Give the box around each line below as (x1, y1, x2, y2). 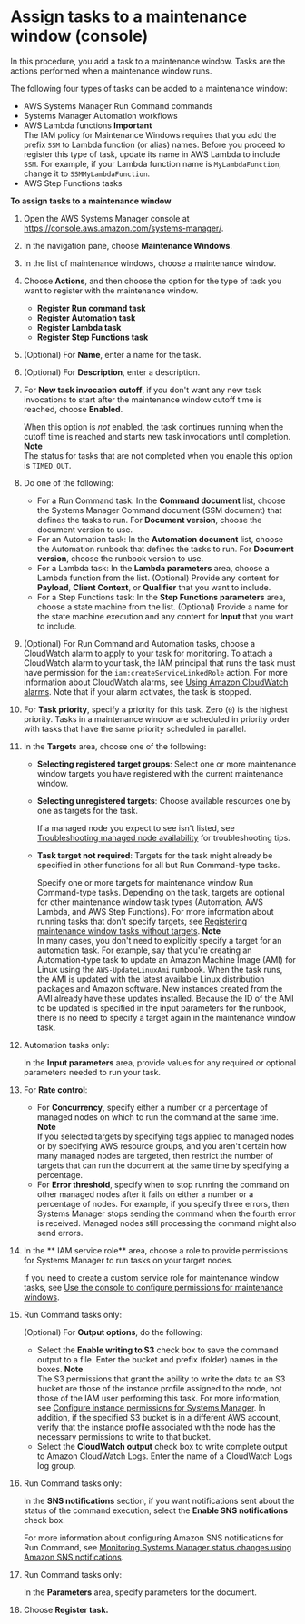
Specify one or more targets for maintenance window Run (36, 876, 253, 887)
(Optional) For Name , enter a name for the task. (23, 349, 202, 360)
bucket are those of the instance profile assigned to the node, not (36, 1382, 282, 1393)
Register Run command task (36, 302, 146, 313)
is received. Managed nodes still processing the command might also (36, 1217, 297, 1228)
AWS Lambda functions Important (23, 120, 152, 131)
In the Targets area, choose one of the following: (23, 740, 207, 751)
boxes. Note (36, 1363, 84, 1374)
